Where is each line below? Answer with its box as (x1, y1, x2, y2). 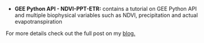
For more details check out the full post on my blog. (5, 30, 136, 37)
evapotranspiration (14, 18, 62, 25)
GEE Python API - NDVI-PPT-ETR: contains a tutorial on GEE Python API (14, 5, 197, 12)
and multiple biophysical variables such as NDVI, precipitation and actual (14, 12, 198, 19)
